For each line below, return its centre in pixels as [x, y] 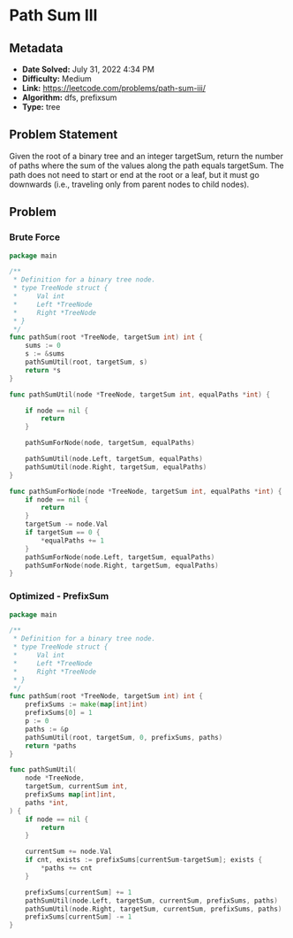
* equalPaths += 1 [72, 541]
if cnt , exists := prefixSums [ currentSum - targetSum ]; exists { [144, 860]
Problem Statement [64, 135]
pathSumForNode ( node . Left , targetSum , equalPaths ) [120, 557]
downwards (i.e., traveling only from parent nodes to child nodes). [129, 184]
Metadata [36, 48]
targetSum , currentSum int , [76, 787]
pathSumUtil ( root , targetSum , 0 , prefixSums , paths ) [124, 737]
